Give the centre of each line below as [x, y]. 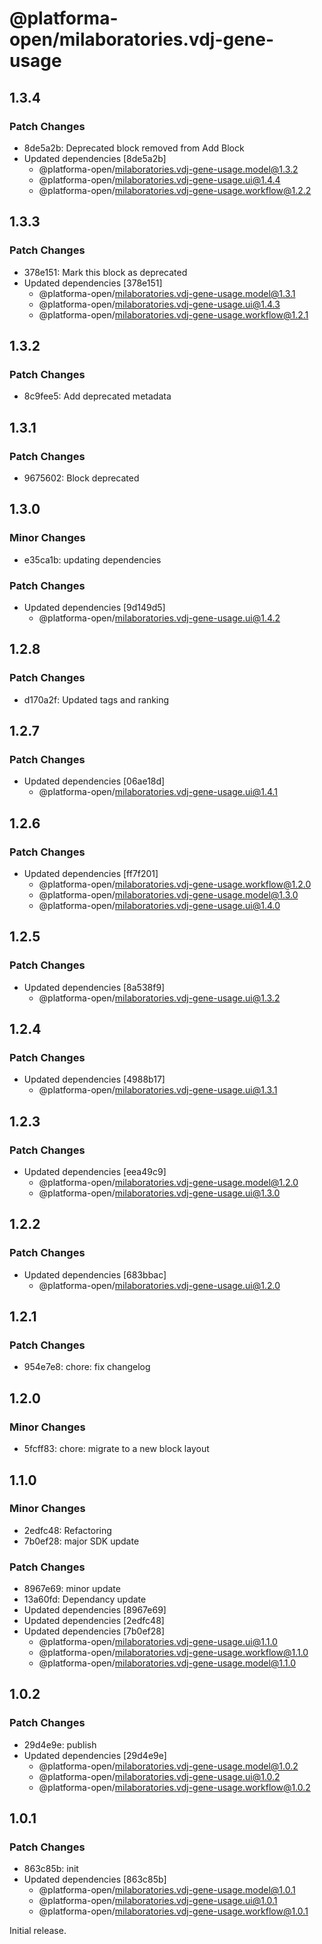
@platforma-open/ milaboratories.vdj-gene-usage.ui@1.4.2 [159, 618]
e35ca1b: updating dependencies [92, 559]
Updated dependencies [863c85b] [95, 1879]
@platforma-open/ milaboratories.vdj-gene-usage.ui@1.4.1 [158, 792]
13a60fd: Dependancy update [85, 1599]
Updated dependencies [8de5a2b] [95, 158]
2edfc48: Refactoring [67, 1530]
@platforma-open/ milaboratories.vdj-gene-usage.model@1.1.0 [167, 1663]
